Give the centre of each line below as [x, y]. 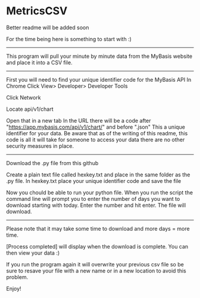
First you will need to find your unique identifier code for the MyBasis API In [99, 79]
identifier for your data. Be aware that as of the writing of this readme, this [97, 133]
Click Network [24, 97]
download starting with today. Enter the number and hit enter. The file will [96, 205]
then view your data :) [33, 253]
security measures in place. [40, 146]
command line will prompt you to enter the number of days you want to [93, 198]
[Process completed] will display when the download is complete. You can [97, 246]
